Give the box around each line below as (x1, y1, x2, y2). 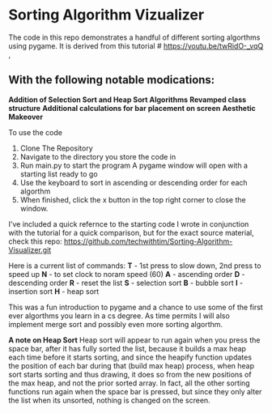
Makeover (8, 112, 43, 121)
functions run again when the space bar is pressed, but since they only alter (8, 386, 262, 396)
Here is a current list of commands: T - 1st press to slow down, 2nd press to (8, 261, 261, 270)
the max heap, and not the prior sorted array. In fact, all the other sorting (8, 378, 250, 388)
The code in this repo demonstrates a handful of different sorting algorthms (8, 32, 261, 42)
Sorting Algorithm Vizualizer (8, 6, 205, 24)
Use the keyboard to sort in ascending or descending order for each (19, 177, 249, 187)
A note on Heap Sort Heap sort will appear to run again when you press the (8, 334, 261, 345)
